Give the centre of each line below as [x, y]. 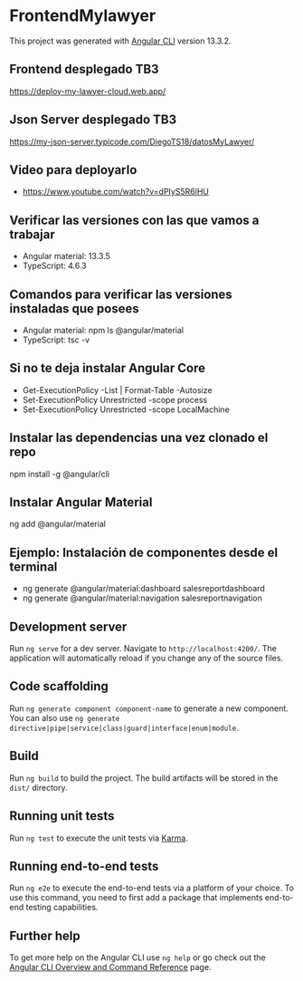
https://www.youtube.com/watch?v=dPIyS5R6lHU [116, 192]
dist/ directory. [38, 787]
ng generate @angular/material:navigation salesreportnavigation [142, 598]
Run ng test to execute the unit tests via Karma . [99, 838]
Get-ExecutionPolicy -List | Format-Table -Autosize [117, 390]
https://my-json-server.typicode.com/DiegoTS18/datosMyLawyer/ [132, 141]
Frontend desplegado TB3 [85, 69]
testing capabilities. [62, 908]
